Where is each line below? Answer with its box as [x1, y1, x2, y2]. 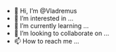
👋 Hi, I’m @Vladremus [13, 7, 77, 15]
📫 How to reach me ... [13, 37, 79, 45]
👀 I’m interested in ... [13, 14, 74, 22]
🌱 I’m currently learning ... [13, 22, 89, 30]
